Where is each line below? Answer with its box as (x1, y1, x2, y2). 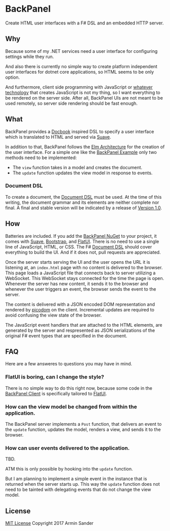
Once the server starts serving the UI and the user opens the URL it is (5, 259, 150, 265)
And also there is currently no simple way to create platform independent (5, 63, 158, 69)
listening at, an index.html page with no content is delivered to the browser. (5, 264, 163, 270)
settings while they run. (5, 53, 54, 59)
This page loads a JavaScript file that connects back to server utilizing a (5, 270, 156, 276)
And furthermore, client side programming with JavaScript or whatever (5, 84, 153, 90)
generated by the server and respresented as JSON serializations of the (5, 327, 155, 333)
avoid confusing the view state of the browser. (5, 312, 102, 318)
